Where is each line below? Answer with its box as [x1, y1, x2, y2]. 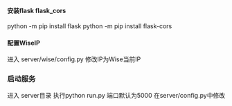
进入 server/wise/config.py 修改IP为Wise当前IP [7, 55, 141, 63]
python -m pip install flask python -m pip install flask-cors [7, 22, 172, 30]
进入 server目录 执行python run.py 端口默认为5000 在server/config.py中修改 [7, 91, 226, 99]
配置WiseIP [7, 39, 40, 47]
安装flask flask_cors [7, 6, 66, 14]
